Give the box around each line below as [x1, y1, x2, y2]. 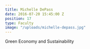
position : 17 [5, 16, 32, 21]
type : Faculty [5, 20, 34, 26]
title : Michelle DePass [5, 7, 54, 12]
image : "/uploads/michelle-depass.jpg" [5, 25, 86, 30]
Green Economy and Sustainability [5, 38, 74, 44]
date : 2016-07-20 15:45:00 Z [5, 12, 64, 16]
